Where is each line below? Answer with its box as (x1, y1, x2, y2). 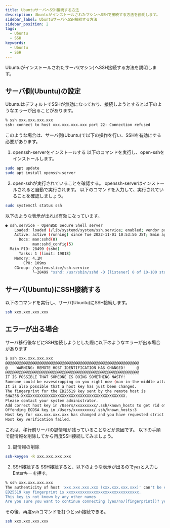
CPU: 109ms (23, 260, 47, 266)
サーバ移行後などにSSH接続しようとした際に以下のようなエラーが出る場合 (5, 339, 161, 345)
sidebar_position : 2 (5, 21, 49, 27)
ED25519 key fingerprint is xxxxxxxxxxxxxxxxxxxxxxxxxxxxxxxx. (5, 490, 142, 495)
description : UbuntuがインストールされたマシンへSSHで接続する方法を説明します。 (5, 12, 160, 17)
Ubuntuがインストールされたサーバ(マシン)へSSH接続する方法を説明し (5, 64, 153, 70)
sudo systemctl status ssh (5, 203, 62, 208)
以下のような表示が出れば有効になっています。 (5, 213, 102, 219)
